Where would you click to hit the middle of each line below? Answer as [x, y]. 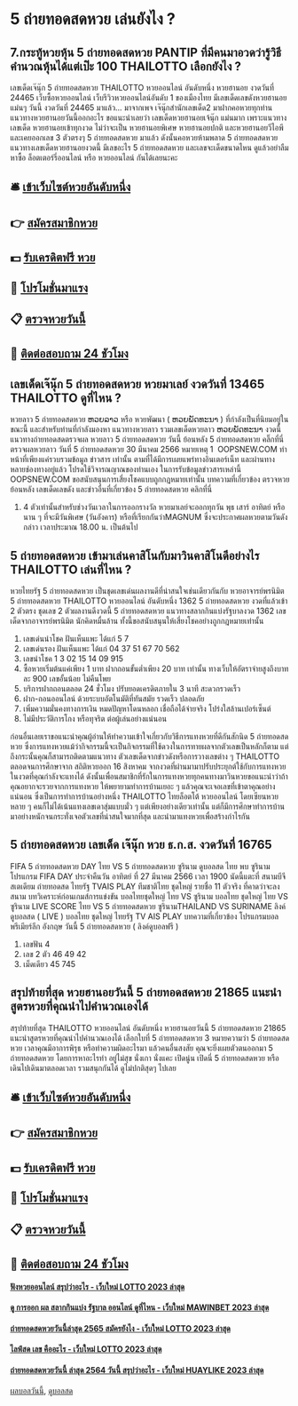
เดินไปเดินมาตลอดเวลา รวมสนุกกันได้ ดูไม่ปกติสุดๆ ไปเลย [93, 1067]
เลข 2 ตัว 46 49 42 [55, 954]
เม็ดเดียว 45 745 [49, 963]
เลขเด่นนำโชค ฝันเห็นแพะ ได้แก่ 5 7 [76, 638]
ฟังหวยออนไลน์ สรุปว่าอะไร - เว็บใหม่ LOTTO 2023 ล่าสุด [98, 1286]
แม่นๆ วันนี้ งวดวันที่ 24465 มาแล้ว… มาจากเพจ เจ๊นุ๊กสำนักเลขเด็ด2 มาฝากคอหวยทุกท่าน [141, 108]
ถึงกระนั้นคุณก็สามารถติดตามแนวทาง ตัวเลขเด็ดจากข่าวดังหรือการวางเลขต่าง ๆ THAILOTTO [145, 756]
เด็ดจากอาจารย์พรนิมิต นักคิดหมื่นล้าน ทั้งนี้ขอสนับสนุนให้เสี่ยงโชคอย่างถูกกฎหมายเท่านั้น [137, 620]
